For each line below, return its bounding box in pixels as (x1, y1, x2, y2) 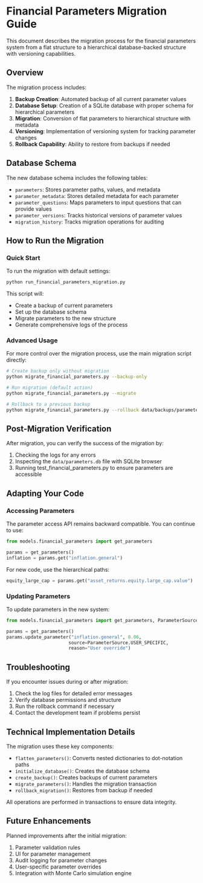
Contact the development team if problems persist (14, 709, 141, 716)
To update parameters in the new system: (6, 606, 110, 613)
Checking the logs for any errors (14, 451, 96, 458)
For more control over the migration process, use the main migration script (6, 350, 192, 357)
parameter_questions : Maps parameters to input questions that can (14, 199, 182, 206)
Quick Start (6, 253, 40, 262)
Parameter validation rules (14, 844, 80, 851)
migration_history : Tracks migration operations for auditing (14, 218, 164, 225)
